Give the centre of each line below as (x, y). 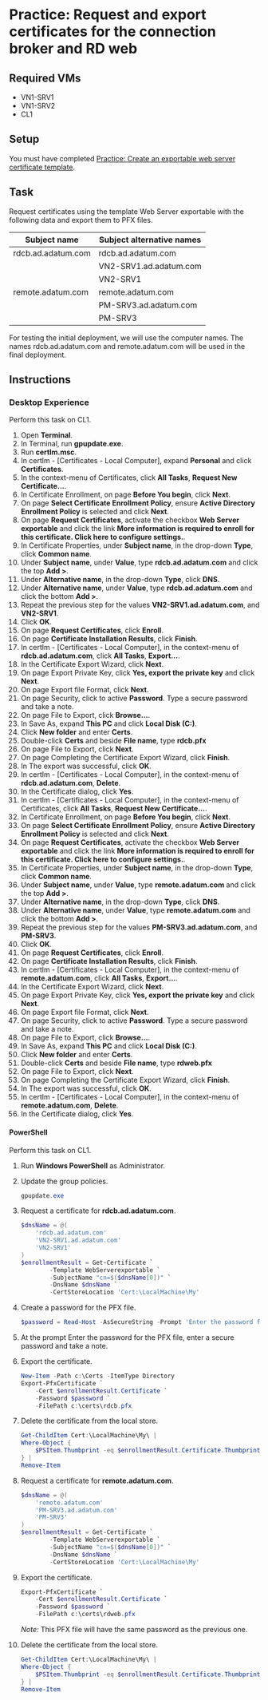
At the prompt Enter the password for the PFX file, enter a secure (127, 1337)
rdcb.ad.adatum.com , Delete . (71, 783)
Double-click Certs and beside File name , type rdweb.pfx (116, 1063)
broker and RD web (73, 49)
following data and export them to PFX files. (81, 220)
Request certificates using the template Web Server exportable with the (126, 211)
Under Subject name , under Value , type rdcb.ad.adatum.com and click (139, 563)
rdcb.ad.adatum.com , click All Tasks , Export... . (100, 656)
